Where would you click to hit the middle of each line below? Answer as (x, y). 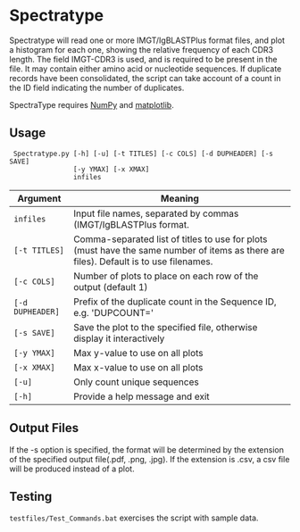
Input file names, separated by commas (156, 213)
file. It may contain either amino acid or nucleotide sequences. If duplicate (146, 69)
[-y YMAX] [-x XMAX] (111, 169)
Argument (39, 198)
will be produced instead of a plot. (72, 469)
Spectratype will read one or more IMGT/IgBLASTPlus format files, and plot (147, 40)
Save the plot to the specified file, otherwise (165, 327)
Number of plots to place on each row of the (166, 276)
